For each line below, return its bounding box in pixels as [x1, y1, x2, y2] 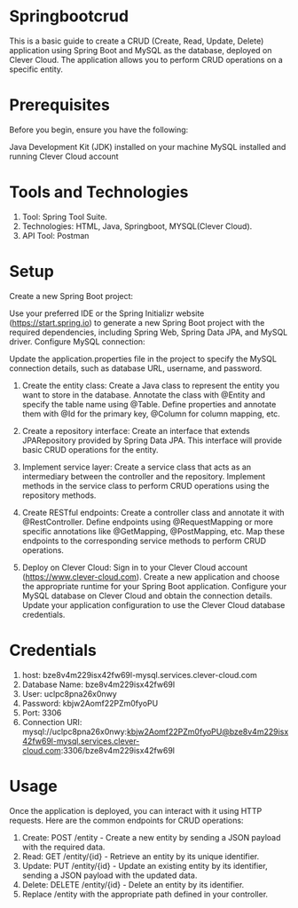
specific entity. [9, 64, 64, 75]
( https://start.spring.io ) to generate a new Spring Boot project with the [9, 317, 265, 328]
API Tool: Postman [21, 230, 90, 241]
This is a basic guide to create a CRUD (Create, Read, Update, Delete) [9, 36, 264, 46]
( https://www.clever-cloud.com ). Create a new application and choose [21, 571, 280, 582]
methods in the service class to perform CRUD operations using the [21, 480, 270, 491]
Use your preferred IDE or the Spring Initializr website [9, 308, 205, 319]
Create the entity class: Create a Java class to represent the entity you [21, 380, 280, 391]
